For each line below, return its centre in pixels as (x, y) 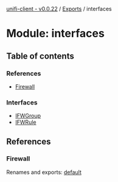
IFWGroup (28, 116)
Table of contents (40, 56)
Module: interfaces (55, 34)
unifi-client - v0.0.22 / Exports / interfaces (59, 9)
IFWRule (26, 122)
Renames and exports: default (44, 172)
